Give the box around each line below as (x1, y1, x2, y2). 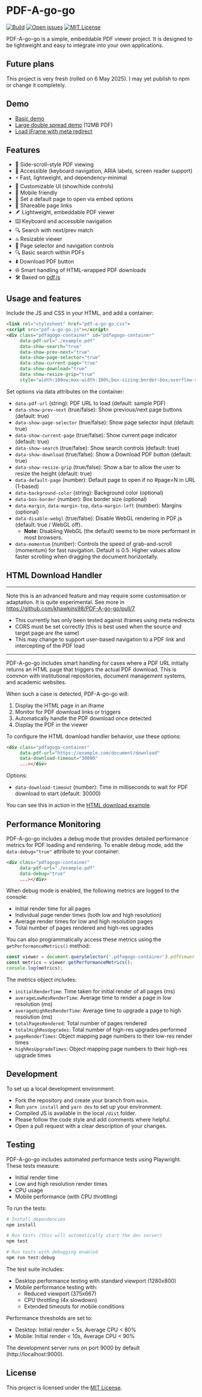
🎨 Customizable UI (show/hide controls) (14, 183, 114, 190)
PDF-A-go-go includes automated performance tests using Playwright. (6, 1156, 182, 1163)
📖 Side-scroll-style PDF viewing (14, 161, 94, 168)
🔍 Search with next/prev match (14, 227, 94, 234)
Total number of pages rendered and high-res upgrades (14, 924, 154, 931)
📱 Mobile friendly (14, 189, 58, 196)
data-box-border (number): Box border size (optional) (14, 495, 147, 502)
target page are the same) (14, 629, 80, 637)
